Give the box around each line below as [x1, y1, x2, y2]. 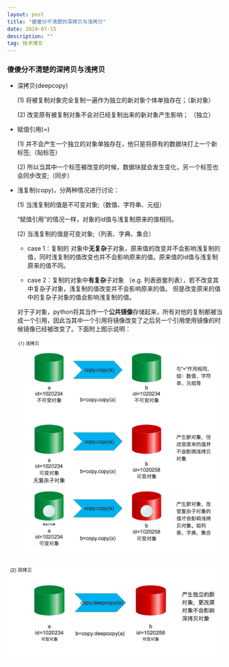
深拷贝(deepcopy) [16, 82, 68, 90]
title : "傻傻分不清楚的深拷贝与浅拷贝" [7, 18, 106, 25]
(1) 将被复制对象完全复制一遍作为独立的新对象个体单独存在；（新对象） [16, 96, 215, 104]
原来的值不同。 [27, 261, 70, 270]
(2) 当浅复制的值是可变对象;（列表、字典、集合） [16, 230, 155, 238]
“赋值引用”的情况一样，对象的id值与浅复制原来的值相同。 [16, 215, 178, 223]
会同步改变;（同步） [16, 171, 74, 180]
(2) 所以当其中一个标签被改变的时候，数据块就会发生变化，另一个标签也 [16, 163, 219, 171]
